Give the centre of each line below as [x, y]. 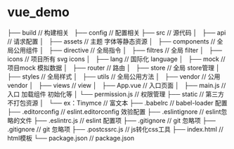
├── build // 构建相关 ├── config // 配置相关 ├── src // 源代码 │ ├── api [117, 32]
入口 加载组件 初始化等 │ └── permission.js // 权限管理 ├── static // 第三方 [116, 94]
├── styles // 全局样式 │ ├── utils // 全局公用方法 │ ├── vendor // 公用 [114, 76]
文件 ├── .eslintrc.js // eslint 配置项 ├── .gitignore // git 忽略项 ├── [118, 120]
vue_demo [39, 12]
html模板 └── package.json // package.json [71, 138]
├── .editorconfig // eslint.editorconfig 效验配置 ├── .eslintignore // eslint [114, 111]
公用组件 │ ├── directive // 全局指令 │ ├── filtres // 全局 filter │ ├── [118, 50]
